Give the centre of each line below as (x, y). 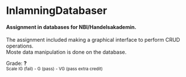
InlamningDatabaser (56, 11)
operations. (20, 46)
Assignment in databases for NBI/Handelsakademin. (71, 27)
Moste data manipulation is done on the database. (66, 52)
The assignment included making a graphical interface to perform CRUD (93, 40)
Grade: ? (17, 63)
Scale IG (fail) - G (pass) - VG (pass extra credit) (55, 69)
